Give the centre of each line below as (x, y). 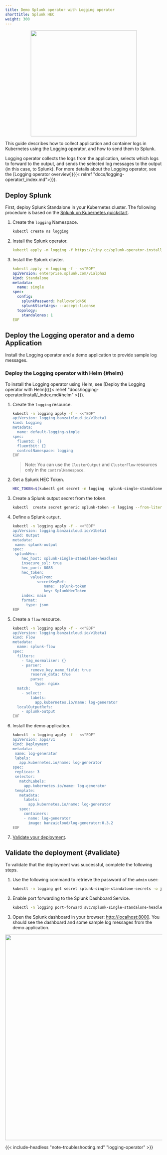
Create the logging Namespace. (45, 222)
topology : (27, 310)
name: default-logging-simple (48, 432)
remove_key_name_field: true (61, 670)
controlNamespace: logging (45, 451)
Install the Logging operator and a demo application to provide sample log (81, 355)
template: (25, 791)
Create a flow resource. (37, 619)
